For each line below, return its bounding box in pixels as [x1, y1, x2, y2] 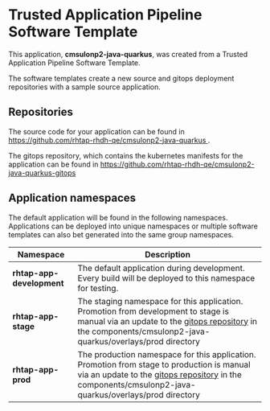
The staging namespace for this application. [77, 295, 243, 306]
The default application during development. [77, 262, 245, 273]
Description [144, 249, 191, 260]
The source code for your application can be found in [8, 126, 185, 136]
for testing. [77, 282, 119, 294]
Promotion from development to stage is [77, 306, 229, 317]
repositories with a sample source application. [8, 82, 161, 92]
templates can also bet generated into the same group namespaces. [8, 229, 235, 239]
